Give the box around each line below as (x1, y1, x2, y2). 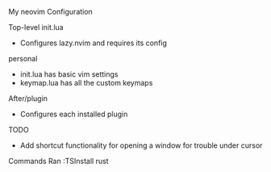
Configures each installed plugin (19, 109, 128, 119)
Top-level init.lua (8, 23, 64, 31)
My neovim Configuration (8, 7, 93, 16)
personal (8, 54, 38, 63)
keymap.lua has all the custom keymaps (19, 78, 153, 87)
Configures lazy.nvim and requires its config (19, 38, 168, 48)
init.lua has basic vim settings (19, 69, 119, 79)
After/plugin (8, 94, 48, 103)
